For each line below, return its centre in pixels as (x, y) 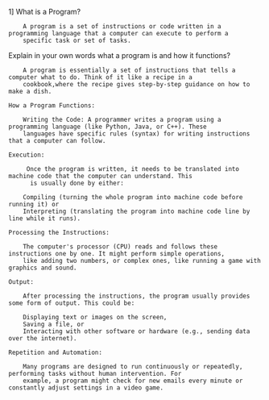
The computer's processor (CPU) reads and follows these (120, 247)
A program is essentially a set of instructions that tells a (129, 70)
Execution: (27, 155)
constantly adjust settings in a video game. (86, 388)
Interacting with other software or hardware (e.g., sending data (137, 331)
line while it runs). (45, 219)
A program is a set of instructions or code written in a (122, 27)
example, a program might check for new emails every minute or (133, 381)
